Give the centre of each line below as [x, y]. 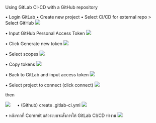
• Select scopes [22, 54]
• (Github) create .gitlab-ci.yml [49, 105]
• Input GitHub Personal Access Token [45, 33]
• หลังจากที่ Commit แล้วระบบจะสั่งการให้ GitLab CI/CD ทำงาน [61, 115]
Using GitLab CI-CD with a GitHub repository [52, 7]
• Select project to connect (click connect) [49, 85]
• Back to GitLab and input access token [47, 75]
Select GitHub [20, 23]
